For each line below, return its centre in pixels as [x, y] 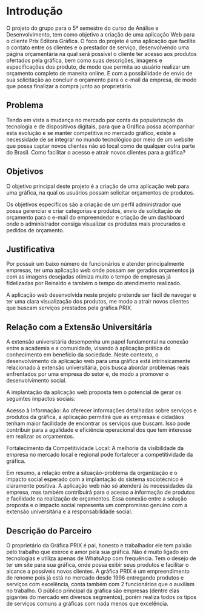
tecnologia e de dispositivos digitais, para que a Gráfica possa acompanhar [100, 126]
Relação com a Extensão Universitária [79, 327]
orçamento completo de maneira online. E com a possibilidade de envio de [99, 73]
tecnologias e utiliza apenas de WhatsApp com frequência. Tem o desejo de [101, 558]
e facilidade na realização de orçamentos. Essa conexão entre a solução [97, 499]
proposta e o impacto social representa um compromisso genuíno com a [97, 505]
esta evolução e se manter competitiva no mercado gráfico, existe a [91, 133]
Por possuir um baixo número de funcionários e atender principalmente [95, 264]
